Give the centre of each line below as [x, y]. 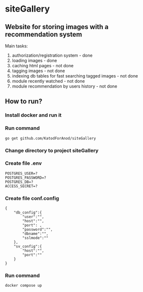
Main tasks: [16, 46]
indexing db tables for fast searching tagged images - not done [75, 76]
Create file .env [23, 163]
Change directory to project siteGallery [52, 150]
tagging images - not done [38, 71]
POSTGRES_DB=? [19, 182]
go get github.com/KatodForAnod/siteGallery [50, 138]
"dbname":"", [36, 234]
